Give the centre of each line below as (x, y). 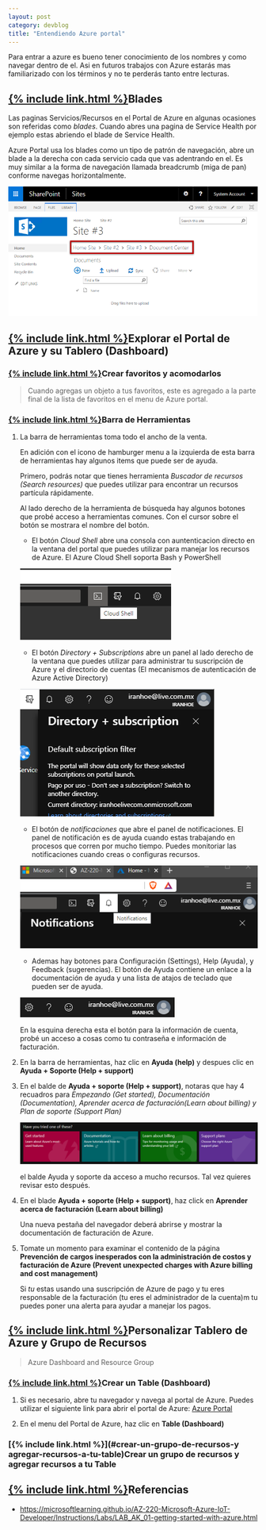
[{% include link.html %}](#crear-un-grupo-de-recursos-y (124, 1444)
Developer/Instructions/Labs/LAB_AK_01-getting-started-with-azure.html (139, 1517)
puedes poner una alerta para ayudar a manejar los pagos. (115, 1305)
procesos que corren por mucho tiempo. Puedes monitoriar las (134, 846)
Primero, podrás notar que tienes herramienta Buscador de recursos (131, 476)
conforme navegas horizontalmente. (67, 175)
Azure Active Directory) (70, 678)
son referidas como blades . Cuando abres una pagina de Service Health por (133, 126)
